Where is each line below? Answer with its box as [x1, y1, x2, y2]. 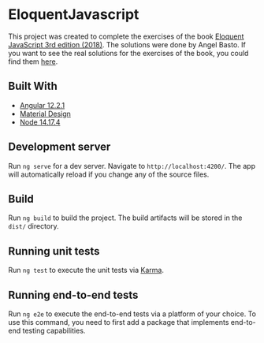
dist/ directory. [8, 222, 59, 231]
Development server [8, 140, 111, 154]
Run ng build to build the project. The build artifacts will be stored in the [8, 213, 243, 222]
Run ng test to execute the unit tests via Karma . [8, 266, 164, 275]
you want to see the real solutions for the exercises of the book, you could [8, 48, 249, 58]
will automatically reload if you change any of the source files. [8, 170, 210, 179]
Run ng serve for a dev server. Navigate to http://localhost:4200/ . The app [8, 161, 256, 170]
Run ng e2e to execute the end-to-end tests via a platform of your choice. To [8, 309, 257, 319]
